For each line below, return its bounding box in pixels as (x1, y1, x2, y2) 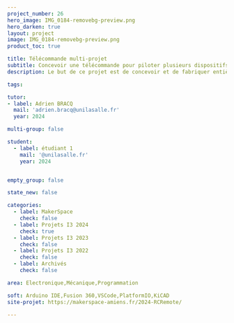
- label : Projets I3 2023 (13, 234, 89, 241)
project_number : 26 (7, 10, 64, 17)
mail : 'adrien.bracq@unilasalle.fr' (13, 106, 120, 114)
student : (7, 138, 33, 145)
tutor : (7, 94, 26, 101)
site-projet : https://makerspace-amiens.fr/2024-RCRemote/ (7, 299, 182, 306)
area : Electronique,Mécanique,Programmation (7, 279, 139, 287)
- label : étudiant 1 (13, 145, 73, 152)
